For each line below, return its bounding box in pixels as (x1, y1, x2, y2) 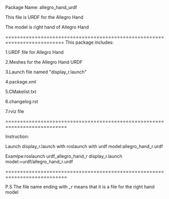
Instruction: (5, 133, 29, 139)
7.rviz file (5, 108, 24, 114)
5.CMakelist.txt (5, 89, 37, 95)
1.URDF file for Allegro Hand (5, 49, 64, 55)
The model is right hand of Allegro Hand (5, 24, 89, 30)
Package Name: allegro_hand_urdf (5, 5, 77, 10)
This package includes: (65, 39, 114, 45)
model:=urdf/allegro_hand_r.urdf (5, 159, 73, 164)
